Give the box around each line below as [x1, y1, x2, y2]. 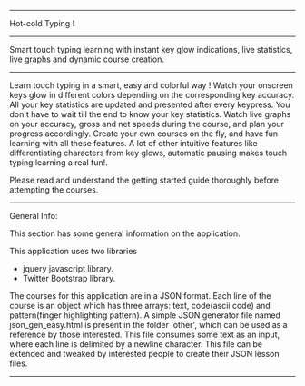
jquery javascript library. [22, 263, 113, 273]
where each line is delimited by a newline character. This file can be [9, 339, 263, 350]
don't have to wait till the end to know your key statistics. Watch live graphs [9, 109, 291, 119]
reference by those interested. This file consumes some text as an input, [9, 329, 280, 340]
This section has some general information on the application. [9, 228, 241, 239]
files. [9, 358, 28, 369]
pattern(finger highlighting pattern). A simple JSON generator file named [9, 310, 281, 321]
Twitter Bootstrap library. [22, 273, 116, 283]
